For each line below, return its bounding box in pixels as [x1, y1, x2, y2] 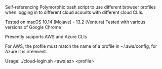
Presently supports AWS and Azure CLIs [5, 34, 87, 39]
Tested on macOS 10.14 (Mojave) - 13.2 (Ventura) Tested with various [5, 19, 146, 25]
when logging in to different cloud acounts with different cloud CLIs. [5, 9, 144, 15]
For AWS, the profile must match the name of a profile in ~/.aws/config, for [5, 43, 157, 49]
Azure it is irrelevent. [5, 49, 47, 54]
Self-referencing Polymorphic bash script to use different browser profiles [5, 4, 156, 10]
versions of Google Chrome [5, 24, 61, 30]
